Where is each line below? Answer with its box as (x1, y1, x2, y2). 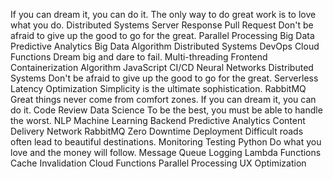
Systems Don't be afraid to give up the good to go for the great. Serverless (10, 72, 319, 84)
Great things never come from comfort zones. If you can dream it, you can (10, 94, 317, 105)
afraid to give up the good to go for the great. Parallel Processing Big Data (10, 30, 315, 41)
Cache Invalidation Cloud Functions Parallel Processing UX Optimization (10, 157, 307, 169)
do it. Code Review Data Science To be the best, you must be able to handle (10, 104, 323, 116)
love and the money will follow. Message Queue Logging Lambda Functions (10, 147, 322, 158)
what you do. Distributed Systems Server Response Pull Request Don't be (10, 19, 314, 31)
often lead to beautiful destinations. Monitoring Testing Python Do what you (10, 136, 322, 148)
